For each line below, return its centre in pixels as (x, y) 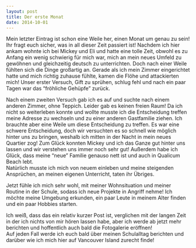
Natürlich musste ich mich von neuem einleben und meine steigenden (90, 168)
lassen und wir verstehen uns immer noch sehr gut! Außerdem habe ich (92, 149)
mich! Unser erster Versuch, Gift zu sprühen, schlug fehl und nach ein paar (96, 82)
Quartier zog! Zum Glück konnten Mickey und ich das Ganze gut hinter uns (96, 143)
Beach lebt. (20, 162)
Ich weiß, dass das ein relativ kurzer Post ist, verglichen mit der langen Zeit (96, 215)
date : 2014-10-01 (27, 22)
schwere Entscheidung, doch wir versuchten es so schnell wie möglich (91, 131)
